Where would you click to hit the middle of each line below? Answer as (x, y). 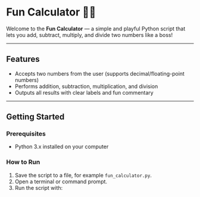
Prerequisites (26, 134)
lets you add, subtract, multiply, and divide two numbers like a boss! (90, 35)
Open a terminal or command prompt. (61, 182)
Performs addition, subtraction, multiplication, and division (86, 86)
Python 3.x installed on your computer (62, 147)
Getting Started (35, 117)
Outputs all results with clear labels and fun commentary (84, 92)
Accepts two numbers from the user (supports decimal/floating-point (99, 73)
